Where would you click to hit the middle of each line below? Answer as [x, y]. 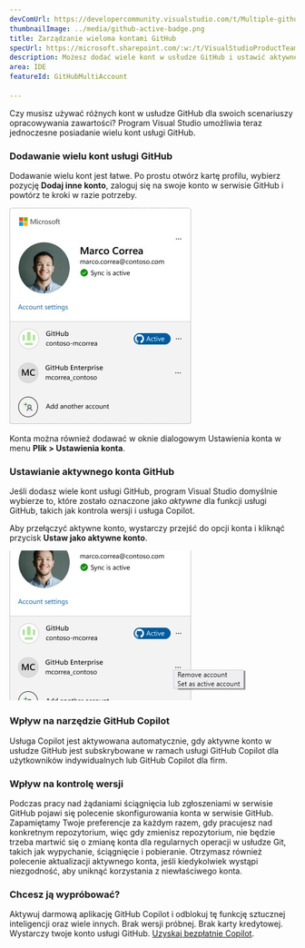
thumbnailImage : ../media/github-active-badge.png [107, 29]
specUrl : [26, 48]
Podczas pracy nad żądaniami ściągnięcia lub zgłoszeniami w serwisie [142, 803]
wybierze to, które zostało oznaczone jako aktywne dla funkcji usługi [138, 501]
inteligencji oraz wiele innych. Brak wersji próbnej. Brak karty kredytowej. [146, 924]
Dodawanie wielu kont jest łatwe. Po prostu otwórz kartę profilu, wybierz [145, 176]
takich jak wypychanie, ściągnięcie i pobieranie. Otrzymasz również [136, 851]
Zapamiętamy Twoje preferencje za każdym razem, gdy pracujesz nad [141, 823]
